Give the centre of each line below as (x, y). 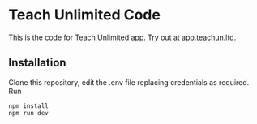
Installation (37, 63)
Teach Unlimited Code (84, 15)
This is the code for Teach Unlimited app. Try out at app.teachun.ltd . (122, 37)
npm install (28, 106)
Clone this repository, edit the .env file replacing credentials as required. (129, 82)
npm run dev (28, 113)
